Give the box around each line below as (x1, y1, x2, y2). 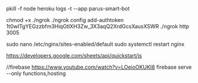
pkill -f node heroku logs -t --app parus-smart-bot (6, 5, 130, 12)
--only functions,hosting (6, 70, 66, 76)
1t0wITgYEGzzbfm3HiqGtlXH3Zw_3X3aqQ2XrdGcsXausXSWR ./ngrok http (6, 23, 190, 30)
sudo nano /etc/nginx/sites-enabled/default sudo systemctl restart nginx (6, 41, 185, 47)
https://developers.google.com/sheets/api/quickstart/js (6, 52, 142, 59)
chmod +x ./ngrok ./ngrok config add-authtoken (6, 17, 124, 23)
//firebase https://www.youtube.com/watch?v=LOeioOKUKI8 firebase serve (6, 63, 192, 71)
